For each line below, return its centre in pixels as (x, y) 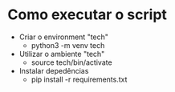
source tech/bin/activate (72, 62)
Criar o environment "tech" (64, 37)
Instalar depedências (54, 70)
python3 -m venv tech (68, 45)
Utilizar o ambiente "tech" (62, 54)
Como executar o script (87, 15)
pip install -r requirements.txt (79, 79)
